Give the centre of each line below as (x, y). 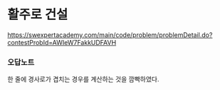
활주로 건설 (38, 15)
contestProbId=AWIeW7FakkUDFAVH (62, 42)
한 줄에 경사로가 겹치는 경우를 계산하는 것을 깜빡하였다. (83, 79)
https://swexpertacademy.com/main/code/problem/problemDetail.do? (110, 35)
